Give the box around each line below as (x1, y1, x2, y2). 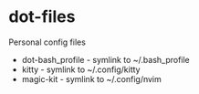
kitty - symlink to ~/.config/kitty (21, 64, 141, 75)
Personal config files (8, 37, 86, 47)
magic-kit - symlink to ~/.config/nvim (21, 73, 162, 84)
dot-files (8, 6, 76, 27)
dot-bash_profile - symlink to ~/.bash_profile (21, 54, 191, 65)
